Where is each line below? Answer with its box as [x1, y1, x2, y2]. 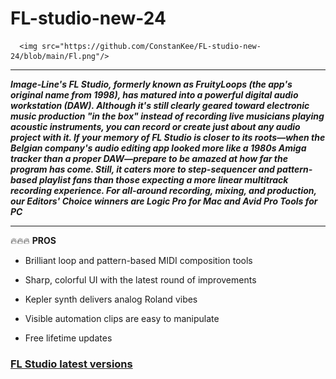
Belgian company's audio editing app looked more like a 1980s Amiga [10, 142, 307, 154]
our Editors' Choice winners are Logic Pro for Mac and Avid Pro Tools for [10, 195, 318, 207]
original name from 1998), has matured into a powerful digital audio [10, 88, 299, 101]
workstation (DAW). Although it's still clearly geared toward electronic [10, 99, 310, 111]
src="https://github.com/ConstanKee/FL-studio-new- [41, 41, 262, 51]
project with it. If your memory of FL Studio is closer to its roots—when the [10, 131, 326, 143]
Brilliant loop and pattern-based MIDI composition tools [24, 254, 253, 266]
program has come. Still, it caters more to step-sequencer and [10, 163, 275, 175]
